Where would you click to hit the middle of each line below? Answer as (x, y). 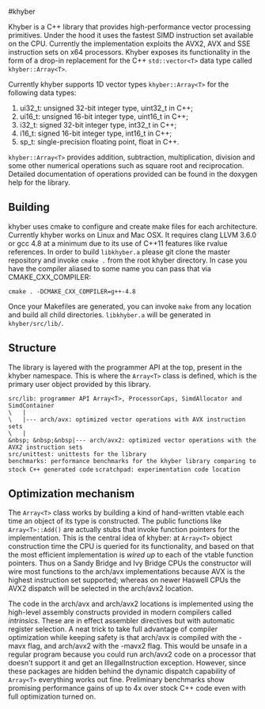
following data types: (42, 93)
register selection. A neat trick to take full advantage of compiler (113, 629)
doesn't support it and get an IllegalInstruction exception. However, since (127, 663)
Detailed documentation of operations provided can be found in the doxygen (133, 174)
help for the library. (39, 182)
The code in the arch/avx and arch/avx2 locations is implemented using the (131, 604)
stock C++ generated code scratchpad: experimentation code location (125, 469)
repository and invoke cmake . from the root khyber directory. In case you (128, 260)
